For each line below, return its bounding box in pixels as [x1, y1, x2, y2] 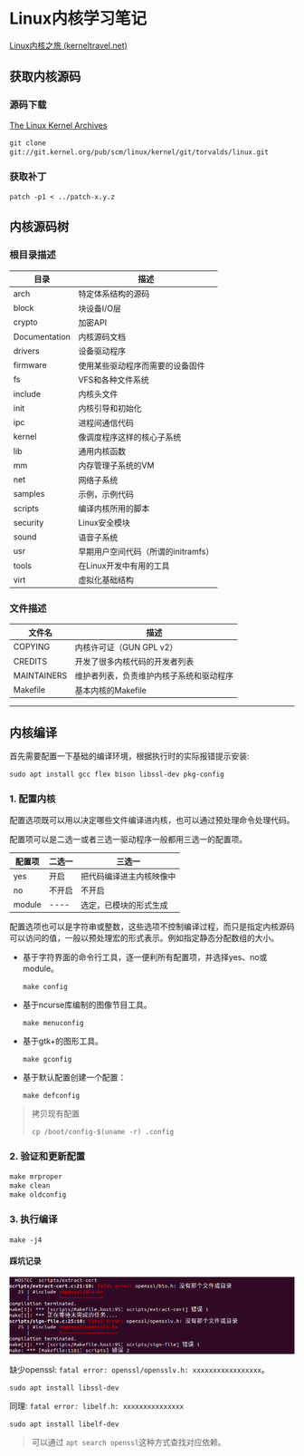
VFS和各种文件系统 [78, 374, 149, 385]
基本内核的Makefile [74, 684, 147, 695]
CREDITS [13, 655, 48, 666]
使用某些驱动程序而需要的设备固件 [78, 360, 205, 371]
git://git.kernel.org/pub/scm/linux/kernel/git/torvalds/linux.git [9, 147, 270, 157]
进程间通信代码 [78, 417, 134, 428]
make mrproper [9, 1172, 63, 1181]
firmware [13, 360, 47, 371]
